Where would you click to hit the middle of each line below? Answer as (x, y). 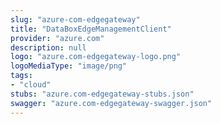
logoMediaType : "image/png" (69, 66)
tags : (21, 76)
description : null (48, 47)
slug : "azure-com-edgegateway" (75, 19)
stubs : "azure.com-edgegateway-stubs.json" (102, 94)
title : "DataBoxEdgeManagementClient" (91, 29)
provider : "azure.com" (57, 38)
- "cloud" (31, 85)
